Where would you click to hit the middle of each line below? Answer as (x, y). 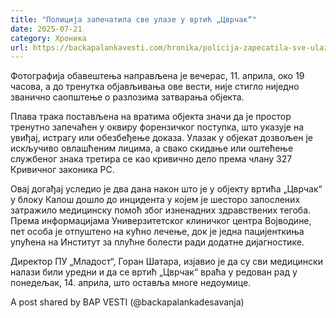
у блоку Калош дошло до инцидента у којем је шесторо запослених (155, 200)
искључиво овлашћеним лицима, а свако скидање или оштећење (152, 148)
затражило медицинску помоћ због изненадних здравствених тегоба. (161, 210)
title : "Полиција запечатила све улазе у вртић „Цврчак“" (133, 19)
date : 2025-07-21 (46, 29)
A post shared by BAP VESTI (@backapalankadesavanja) (127, 302)
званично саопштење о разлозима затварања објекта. (127, 97)
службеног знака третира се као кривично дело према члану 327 (151, 159)
